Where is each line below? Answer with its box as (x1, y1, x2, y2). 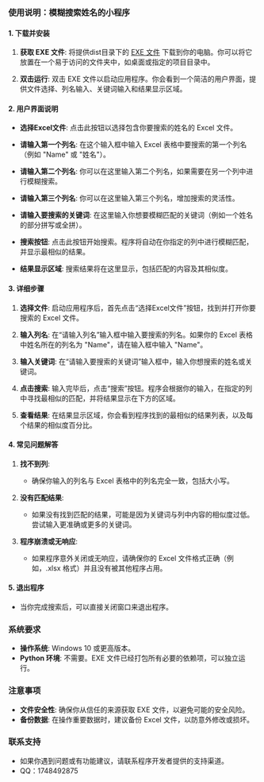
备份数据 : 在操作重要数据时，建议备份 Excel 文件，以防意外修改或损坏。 (19, 714, 254, 724)
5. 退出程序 (8, 583, 44, 593)
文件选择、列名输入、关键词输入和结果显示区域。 (26, 84, 187, 94)
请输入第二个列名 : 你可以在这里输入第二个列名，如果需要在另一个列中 (19, 167, 247, 176)
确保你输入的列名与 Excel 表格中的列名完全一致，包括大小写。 (31, 475, 234, 486)
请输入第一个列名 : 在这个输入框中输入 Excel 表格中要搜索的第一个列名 (19, 140, 247, 149)
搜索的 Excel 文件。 (19, 312, 83, 323)
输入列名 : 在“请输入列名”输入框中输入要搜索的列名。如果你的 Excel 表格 (19, 330, 254, 339)
